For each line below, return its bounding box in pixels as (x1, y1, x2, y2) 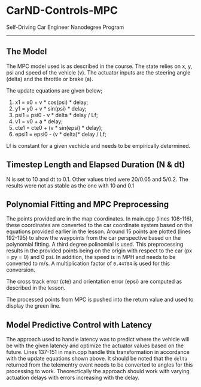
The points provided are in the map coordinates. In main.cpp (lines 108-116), (6, 215, 193, 222)
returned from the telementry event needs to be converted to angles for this (6, 361, 193, 368)
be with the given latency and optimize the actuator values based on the (6, 342, 184, 349)
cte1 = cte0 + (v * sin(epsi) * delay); (14, 124, 103, 131)
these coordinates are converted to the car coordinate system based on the (6, 222, 193, 229)
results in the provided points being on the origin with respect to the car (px (6, 247, 193, 254)
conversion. (6, 266, 35, 273)
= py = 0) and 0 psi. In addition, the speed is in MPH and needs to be (6, 254, 176, 261)
